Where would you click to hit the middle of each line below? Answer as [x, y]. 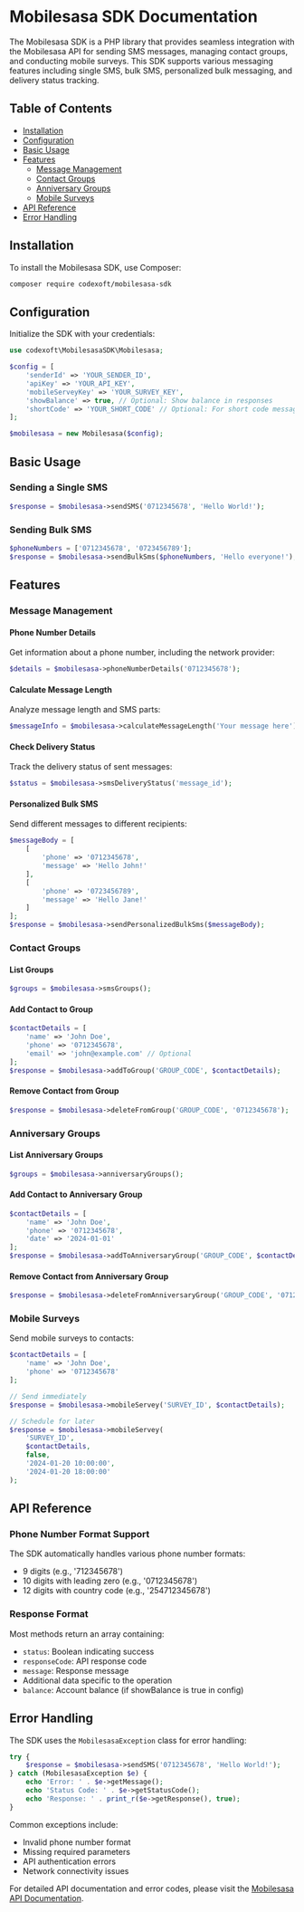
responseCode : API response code [85, 1661]
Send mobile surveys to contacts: [71, 1338]
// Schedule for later [52, 1421]
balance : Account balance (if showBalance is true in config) [133, 1689]
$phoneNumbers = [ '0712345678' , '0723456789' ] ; [101, 548]
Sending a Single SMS [59, 488]
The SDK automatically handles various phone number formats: [128, 1553]
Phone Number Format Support [80, 1534]
